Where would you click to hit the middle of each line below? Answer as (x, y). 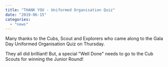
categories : (18, 19)
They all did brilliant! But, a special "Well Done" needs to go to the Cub (79, 54)
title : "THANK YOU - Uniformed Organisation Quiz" (60, 10)
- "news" (19, 24)
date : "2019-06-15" (26, 15)
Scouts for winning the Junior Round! (44, 59)
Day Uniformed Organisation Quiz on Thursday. (55, 44)
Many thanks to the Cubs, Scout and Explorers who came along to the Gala (84, 39)
